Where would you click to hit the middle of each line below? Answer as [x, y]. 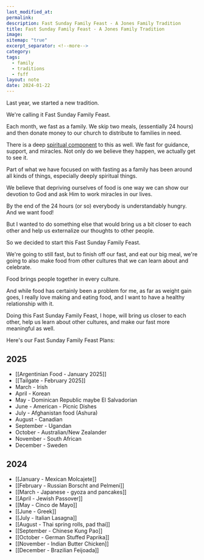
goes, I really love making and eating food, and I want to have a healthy [96, 297]
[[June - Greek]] [36, 511]
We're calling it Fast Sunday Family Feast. [58, 114]
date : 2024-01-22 [28, 86]
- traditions [28, 68]
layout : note [23, 80]
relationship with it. [30, 304]
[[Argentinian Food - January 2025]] [61, 374]
